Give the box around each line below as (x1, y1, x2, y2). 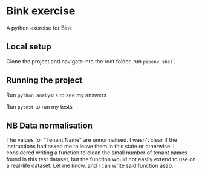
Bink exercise (6, 4, 76, 18)
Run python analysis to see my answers (6, 91, 107, 98)
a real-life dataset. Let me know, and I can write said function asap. (6, 162, 174, 170)
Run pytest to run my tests (6, 103, 73, 110)
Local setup (6, 42, 51, 52)
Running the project (6, 75, 83, 86)
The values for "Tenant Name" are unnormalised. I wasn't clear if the (6, 136, 177, 144)
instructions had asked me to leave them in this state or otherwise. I (6, 143, 175, 150)
